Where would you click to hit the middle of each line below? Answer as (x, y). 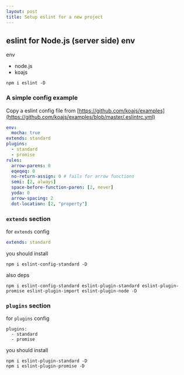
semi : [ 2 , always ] (34, 182)
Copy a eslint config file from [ (43, 110)
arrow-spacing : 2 (32, 198)
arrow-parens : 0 (31, 166)
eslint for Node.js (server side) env (71, 41)
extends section (28, 219)
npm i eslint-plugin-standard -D (47, 361)
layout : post (22, 11)
